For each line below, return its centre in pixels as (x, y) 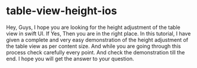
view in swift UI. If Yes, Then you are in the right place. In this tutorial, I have (98, 33)
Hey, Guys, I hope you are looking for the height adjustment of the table (93, 27)
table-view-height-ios (62, 11)
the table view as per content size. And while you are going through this (94, 46)
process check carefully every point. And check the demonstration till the (96, 52)
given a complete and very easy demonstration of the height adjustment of (97, 40)
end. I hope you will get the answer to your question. (70, 59)
